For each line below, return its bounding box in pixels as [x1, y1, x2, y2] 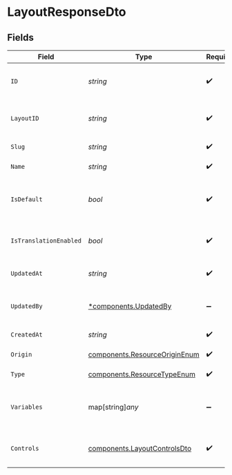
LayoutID [10, 114, 39, 122]
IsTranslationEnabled [10, 237, 81, 245]
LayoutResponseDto [7, 4, 126, 20]
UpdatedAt [10, 270, 43, 277]
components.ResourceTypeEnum [88, 370, 195, 379]
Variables [10, 403, 43, 411]
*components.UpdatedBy [88, 301, 172, 311]
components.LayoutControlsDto [88, 444, 192, 453]
